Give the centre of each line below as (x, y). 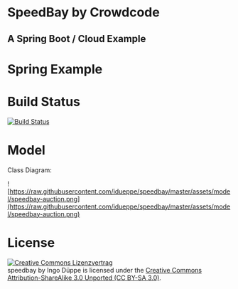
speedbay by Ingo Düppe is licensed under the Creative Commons (105, 270)
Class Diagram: (29, 170)
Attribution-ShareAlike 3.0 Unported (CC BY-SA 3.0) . (85, 278)
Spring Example (55, 69)
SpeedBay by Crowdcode (83, 12)
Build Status (44, 101)
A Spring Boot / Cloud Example (77, 39)
